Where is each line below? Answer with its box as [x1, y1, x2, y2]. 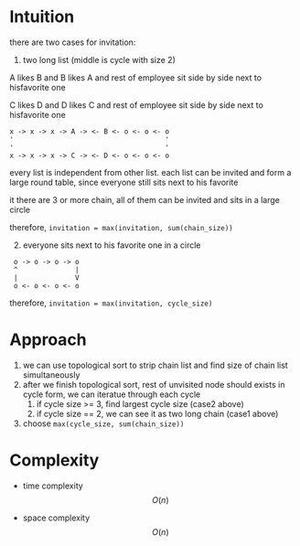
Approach [9, 329, 87, 350]
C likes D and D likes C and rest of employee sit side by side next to [9, 99, 263, 111]
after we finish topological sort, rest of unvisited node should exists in [22, 379, 285, 390]
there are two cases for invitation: [9, 37, 136, 48]
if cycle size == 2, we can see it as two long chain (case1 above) [36, 408, 279, 419]
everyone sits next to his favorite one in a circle [22, 240, 201, 251]
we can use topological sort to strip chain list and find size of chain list [22, 359, 288, 370]
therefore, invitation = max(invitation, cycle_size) [9, 297, 213, 308]
